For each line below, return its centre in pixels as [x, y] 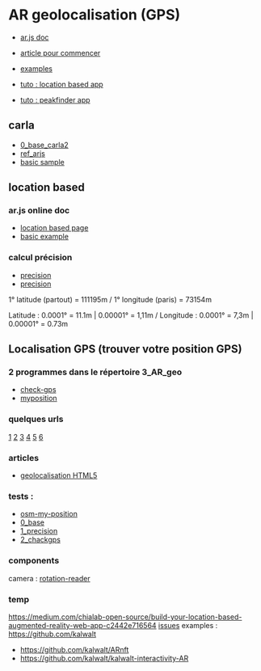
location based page [54, 228]
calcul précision [40, 258]
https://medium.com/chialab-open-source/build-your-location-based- [125, 617]
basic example [44, 237]
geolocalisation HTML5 [59, 475]
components [34, 561]
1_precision [39, 531]
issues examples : [188, 625]
